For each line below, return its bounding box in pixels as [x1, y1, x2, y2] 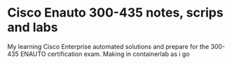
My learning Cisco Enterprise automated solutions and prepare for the [7, 42, 210, 50]
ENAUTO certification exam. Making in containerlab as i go [20, 50, 191, 58]
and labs [7, 19, 58, 35]
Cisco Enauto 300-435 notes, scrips [7, 5, 224, 21]
